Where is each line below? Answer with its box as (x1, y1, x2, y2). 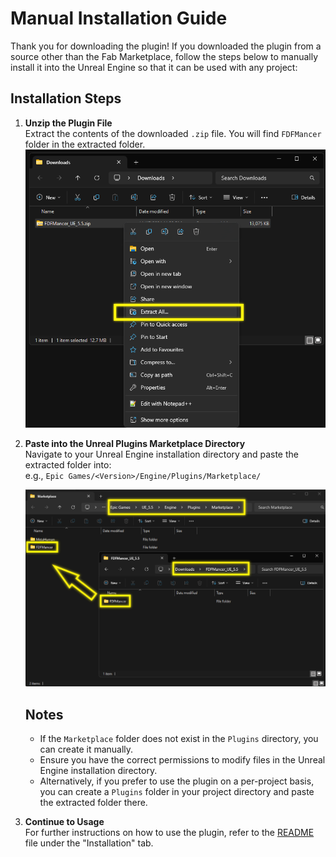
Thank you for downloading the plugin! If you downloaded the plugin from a (10, 40, 322, 52)
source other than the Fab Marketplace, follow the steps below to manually (10, 50, 319, 62)
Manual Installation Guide (10, 7, 228, 30)
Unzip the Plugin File (24, 117, 113, 129)
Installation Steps (10, 90, 122, 107)
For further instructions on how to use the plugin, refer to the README (24, 827, 315, 839)
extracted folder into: (24, 458, 112, 471)
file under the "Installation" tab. (24, 837, 154, 849)
